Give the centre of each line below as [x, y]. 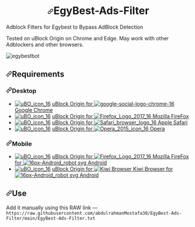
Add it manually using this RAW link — [52, 207]
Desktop [24, 91]
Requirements [38, 74]
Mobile [22, 143]
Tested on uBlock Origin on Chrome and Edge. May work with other [88, 38]
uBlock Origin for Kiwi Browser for [112, 168]
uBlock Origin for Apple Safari [120, 122]
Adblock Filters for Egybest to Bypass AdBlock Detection [75, 27]
